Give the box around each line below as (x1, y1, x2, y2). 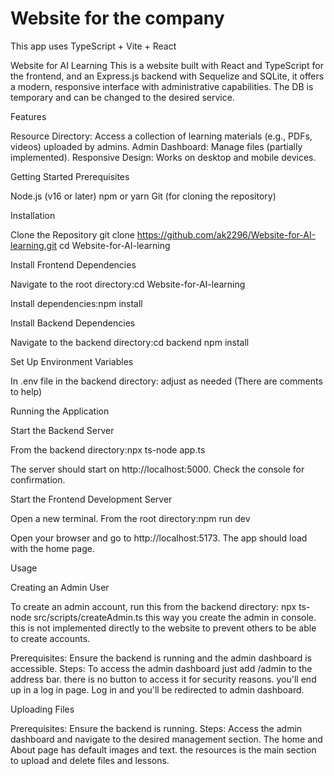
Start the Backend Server (10, 424, 115, 436)
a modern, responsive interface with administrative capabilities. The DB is (10, 80, 314, 92)
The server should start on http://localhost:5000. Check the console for (10, 463, 305, 475)
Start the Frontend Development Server (10, 493, 173, 505)
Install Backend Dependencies (10, 317, 136, 329)
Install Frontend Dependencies (10, 258, 137, 271)
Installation (10, 209, 56, 221)
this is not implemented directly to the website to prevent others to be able (10, 622, 317, 634)
